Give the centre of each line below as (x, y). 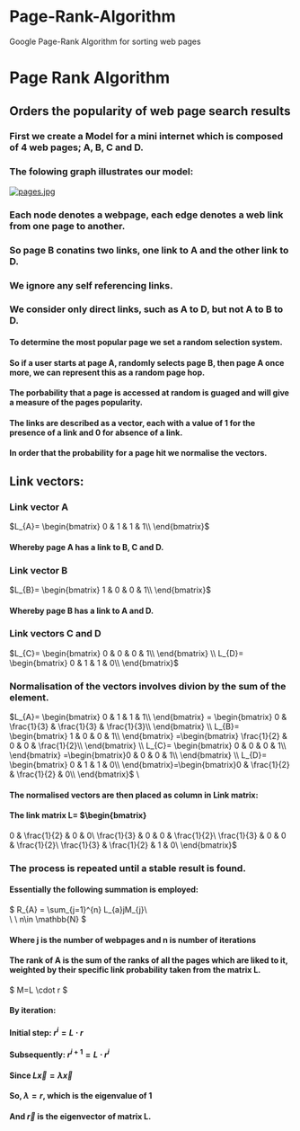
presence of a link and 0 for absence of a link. (96, 432)
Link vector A (39, 507)
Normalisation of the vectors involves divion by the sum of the (148, 686)
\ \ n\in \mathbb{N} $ (48, 920)
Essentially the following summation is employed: (104, 890)
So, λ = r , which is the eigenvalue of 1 (81, 1096)
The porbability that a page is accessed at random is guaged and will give (150, 393)
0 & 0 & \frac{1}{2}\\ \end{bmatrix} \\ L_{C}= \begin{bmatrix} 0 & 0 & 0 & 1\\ (148, 746)
